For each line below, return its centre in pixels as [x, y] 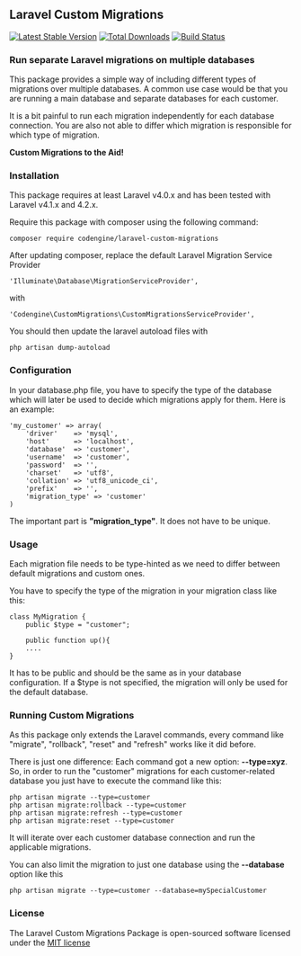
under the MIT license [50, 943]
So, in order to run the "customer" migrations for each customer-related [142, 772]
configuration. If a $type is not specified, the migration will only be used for [149, 682]
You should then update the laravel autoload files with [109, 331]
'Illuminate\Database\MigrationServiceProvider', [104, 281]
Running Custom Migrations [72, 715]
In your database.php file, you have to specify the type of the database [141, 389]
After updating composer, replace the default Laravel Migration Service [141, 255]
